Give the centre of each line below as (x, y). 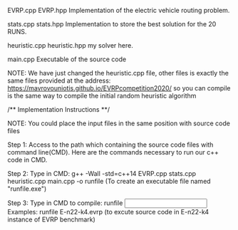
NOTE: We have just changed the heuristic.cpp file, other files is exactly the (118, 73)
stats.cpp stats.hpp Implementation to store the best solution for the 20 (112, 24)
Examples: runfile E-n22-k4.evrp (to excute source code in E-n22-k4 (108, 212)
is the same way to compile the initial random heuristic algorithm (102, 96)
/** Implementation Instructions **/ (59, 109)
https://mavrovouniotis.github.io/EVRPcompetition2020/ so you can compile (119, 88)
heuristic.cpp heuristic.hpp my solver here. (71, 45)
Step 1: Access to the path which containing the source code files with (110, 145)
